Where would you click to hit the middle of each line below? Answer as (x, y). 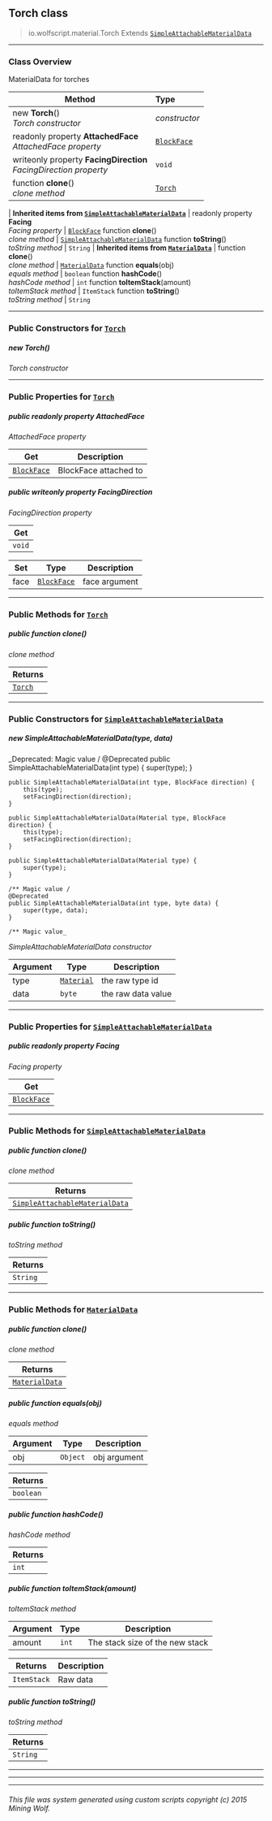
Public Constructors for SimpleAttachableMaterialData (116, 719)
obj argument (118, 1457)
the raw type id (130, 980)
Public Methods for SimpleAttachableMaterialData (107, 1131)
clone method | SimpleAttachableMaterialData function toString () (117, 240)
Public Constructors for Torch (67, 328)
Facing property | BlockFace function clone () (83, 231)
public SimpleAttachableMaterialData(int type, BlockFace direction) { (132, 782)
